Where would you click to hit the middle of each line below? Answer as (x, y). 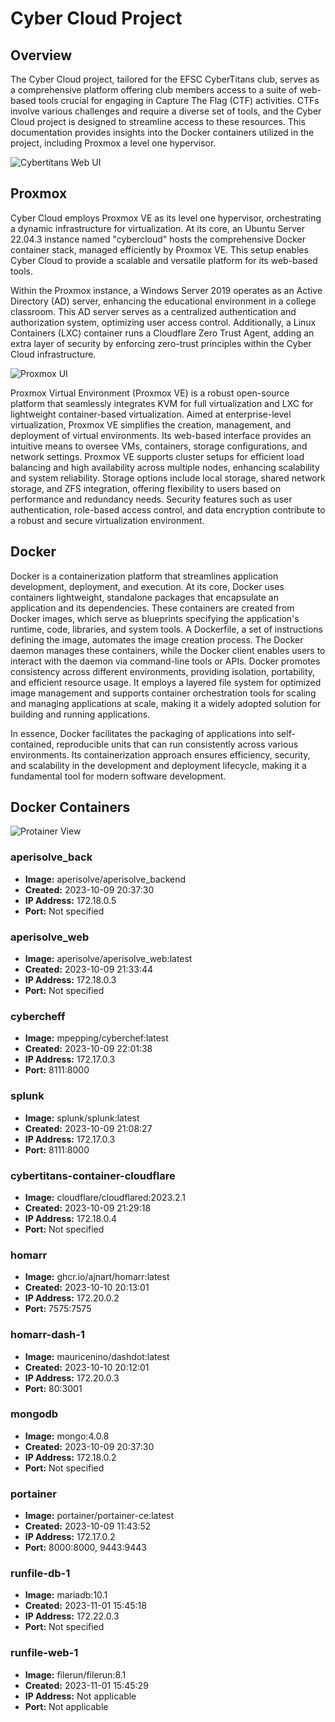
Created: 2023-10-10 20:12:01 (87, 1367)
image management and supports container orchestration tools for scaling (163, 693)
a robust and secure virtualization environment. (107, 520)
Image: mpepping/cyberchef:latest (96, 1038)
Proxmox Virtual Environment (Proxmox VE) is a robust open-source (150, 393)
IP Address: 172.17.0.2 (70, 1537)
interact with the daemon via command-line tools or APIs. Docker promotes (165, 661)
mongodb (34, 1414)
